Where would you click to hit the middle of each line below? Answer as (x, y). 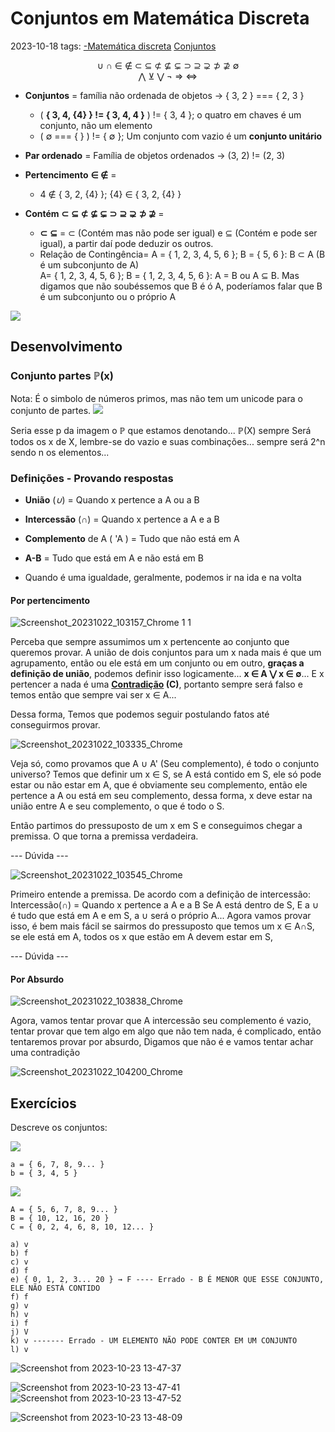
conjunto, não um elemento (96, 125)
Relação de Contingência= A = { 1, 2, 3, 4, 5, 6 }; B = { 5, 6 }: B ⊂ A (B (182, 254)
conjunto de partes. (51, 410)
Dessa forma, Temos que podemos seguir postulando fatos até (140, 714)
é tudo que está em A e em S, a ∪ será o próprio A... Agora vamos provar (161, 916)
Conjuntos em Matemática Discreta (160, 18)
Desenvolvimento (66, 347)
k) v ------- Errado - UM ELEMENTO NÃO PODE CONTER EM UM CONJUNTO (154, 1341)
